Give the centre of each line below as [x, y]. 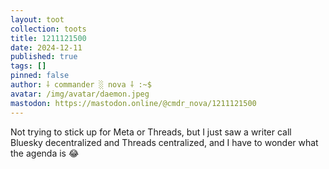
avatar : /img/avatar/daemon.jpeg [80, 94]
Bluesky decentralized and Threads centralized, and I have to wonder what [164, 142]
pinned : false [40, 76]
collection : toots [48, 29]
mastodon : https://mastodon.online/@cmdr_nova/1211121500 [133, 103]
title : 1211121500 [48, 38]
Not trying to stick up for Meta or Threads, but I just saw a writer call [151, 132]
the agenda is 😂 [45, 153]
